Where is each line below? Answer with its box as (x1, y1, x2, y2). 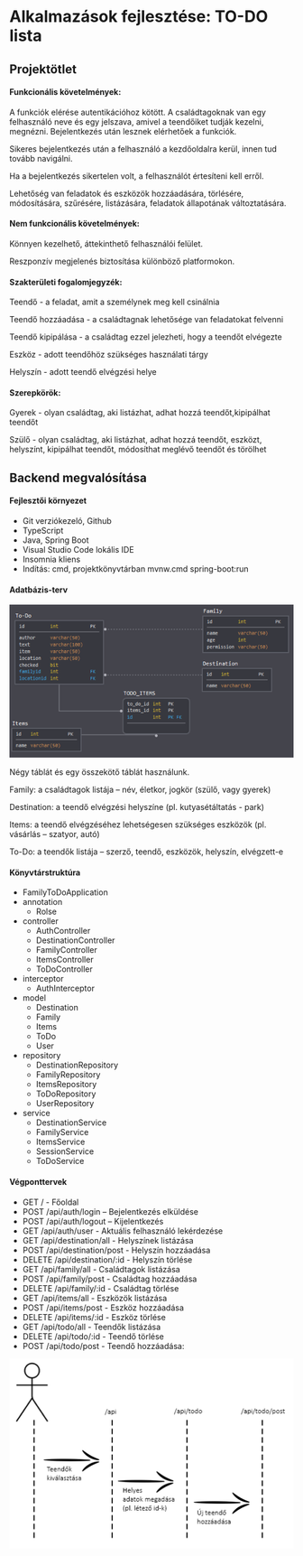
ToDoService (35, 1156, 85, 1167)
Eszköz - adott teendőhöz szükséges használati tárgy (9, 349, 209, 360)
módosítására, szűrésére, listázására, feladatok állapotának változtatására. (9, 197, 287, 209)
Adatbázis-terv (9, 584, 69, 595)
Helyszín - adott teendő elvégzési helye (9, 367, 157, 377)
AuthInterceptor (35, 983, 95, 994)
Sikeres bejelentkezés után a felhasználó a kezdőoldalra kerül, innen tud (9, 143, 278, 154)
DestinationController (35, 935, 115, 946)
